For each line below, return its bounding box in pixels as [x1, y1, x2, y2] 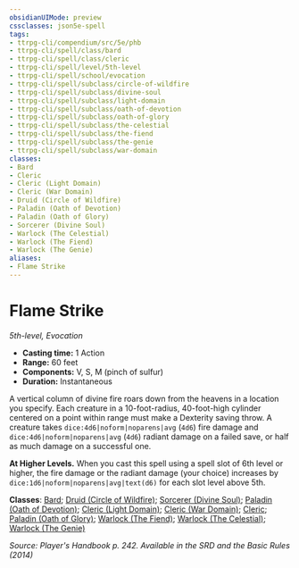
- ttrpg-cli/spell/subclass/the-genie [9, 138, 154, 146]
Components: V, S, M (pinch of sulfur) [21, 366, 163, 377]
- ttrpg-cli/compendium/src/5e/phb [9, 38, 142, 47]
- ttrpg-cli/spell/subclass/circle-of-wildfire [9, 79, 190, 88]
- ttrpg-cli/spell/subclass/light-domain [9, 96, 166, 105]
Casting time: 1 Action [21, 347, 105, 358]
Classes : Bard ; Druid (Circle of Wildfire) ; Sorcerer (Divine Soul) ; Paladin [9, 494, 273, 505]
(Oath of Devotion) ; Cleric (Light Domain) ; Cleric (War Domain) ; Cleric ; [9, 504, 268, 514]
